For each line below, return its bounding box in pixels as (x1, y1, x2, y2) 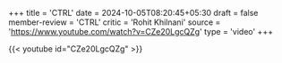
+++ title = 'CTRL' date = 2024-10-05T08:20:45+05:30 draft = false (8, 8, 259, 18)
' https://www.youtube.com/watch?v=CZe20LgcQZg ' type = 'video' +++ (8, 27, 274, 36)
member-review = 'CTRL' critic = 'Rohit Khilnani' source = (8, 17, 221, 28)
